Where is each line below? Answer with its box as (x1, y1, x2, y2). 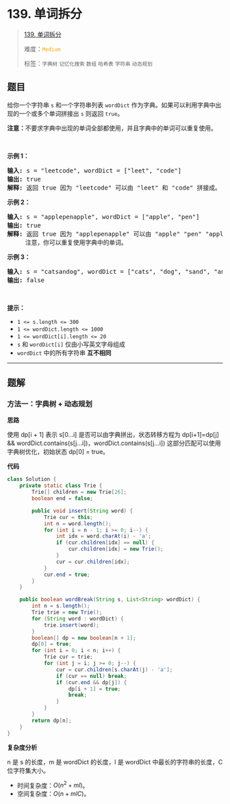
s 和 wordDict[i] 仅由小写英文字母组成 (16, 340, 125, 348)
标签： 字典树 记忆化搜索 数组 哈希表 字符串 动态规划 (23, 59, 153, 67)
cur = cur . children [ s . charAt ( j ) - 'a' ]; (55, 666, 173, 673)
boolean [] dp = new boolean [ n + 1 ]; (31, 634, 136, 641)
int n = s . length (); (31, 603, 90, 610)
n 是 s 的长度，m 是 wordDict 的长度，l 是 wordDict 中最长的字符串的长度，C (7, 757, 223, 766)
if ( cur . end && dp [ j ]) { (55, 679, 127, 686)
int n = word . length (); (43, 520, 112, 527)
